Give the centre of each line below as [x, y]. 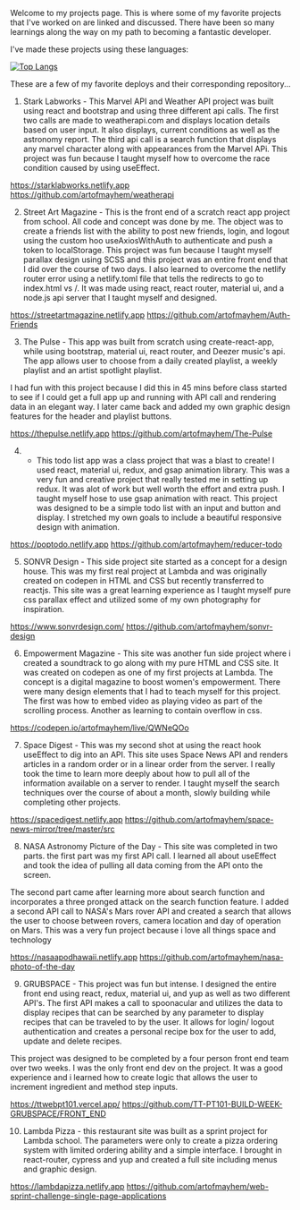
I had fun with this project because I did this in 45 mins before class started [149, 388]
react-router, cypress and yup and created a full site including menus [150, 1159]
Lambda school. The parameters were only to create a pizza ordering [150, 1141]
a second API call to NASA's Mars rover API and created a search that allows [151, 911]
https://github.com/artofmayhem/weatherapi [92, 195]
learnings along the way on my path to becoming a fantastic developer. [141, 32]
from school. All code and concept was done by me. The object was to [153, 222]
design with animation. [78, 527]
